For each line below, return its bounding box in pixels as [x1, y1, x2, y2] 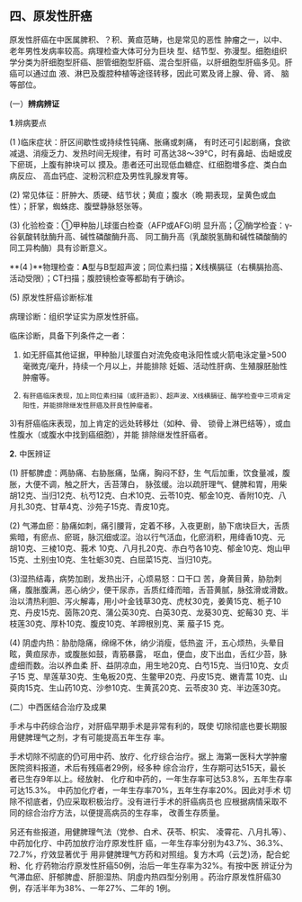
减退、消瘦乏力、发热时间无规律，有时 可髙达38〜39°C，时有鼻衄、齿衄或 [9, 148, 285, 158]
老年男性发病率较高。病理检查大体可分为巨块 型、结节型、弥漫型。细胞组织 [9, 45, 288, 56]
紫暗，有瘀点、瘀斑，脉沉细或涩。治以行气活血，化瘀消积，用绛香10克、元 [9, 531, 286, 542]
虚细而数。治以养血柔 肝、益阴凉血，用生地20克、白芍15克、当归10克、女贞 [9, 660, 289, 671]
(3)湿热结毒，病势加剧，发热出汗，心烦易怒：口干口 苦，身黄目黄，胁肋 [9, 573, 274, 583]
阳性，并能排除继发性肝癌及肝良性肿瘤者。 [22, 401, 157, 410]
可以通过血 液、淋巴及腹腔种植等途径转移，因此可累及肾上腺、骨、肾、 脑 [16, 68, 289, 78]
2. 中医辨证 [9, 448, 51, 459]
